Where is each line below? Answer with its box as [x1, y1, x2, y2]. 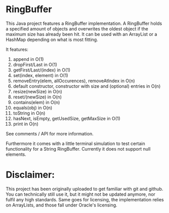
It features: [6, 46, 28, 52]
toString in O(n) [13, 110, 46, 116]
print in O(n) [13, 121, 38, 127]
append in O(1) [13, 56, 44, 62]
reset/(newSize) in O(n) [13, 94, 62, 100]
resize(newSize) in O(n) [13, 88, 62, 94]
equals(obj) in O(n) [13, 104, 53, 111]
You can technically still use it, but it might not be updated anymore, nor [6, 191, 156, 197]
